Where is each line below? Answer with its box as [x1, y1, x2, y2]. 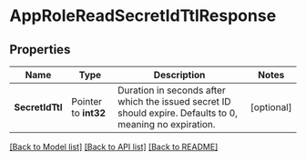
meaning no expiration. [117, 118, 216, 130]
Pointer [71, 96, 103, 107]
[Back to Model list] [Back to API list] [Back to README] [9, 142, 219, 152]
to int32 [71, 106, 107, 119]
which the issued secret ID [117, 96, 231, 107]
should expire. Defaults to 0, [117, 106, 239, 119]
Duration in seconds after [117, 84, 226, 96]
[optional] [250, 101, 292, 114]
